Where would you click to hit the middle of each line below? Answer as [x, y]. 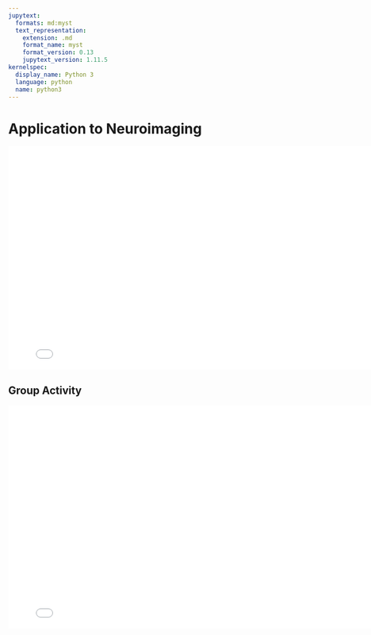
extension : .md [48, 38]
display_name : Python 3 [54, 75]
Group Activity [45, 390]
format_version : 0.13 [58, 52]
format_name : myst [53, 45]
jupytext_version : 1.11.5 [65, 60]
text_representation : [51, 30]
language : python [44, 82]
